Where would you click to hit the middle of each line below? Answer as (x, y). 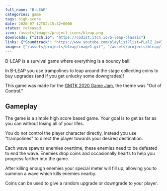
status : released (23, 28)
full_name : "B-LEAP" (27, 10)
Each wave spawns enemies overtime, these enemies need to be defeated (81, 148)
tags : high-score (23, 19)
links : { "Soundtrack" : (29, 42)
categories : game (23, 14)
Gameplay (21, 107)
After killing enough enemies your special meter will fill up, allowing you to (81, 168)
